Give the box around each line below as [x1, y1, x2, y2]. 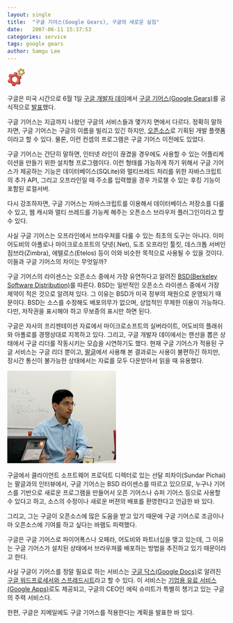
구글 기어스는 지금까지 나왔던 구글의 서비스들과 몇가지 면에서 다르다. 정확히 [7, 118, 210, 126]
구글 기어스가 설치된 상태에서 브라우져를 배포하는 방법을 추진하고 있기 [14, 544, 202, 552]
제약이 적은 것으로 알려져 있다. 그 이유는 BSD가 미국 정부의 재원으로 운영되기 [7, 290, 214, 298]
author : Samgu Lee [7, 48, 61, 55]
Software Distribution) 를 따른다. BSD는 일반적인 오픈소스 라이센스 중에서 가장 [7, 281, 220, 289]
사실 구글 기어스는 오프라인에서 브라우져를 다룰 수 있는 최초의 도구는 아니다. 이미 [7, 231, 225, 240]
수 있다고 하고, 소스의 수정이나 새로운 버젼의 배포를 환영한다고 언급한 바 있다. [7, 497, 215, 505]
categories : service [7, 33, 67, 40]
